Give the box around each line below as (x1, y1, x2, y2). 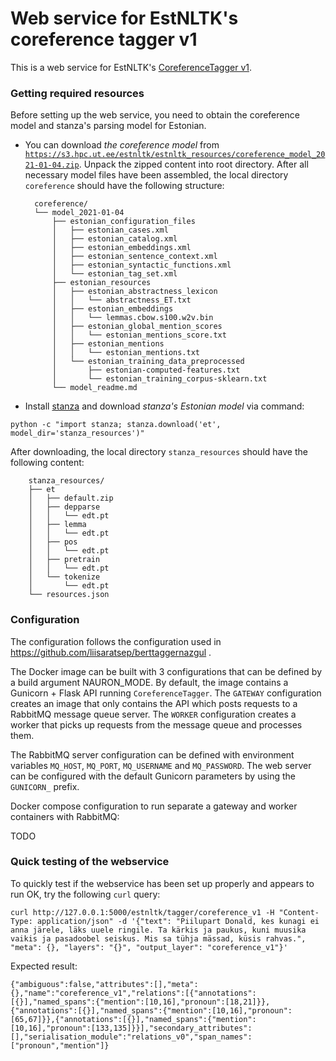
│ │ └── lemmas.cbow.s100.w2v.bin (51, 313, 214, 323)
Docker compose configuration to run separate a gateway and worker (10, 800, 298, 812)
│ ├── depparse (28, 502, 101, 512)
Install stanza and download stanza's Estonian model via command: (24, 400, 305, 412)
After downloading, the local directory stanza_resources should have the (10, 446, 308, 458)
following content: (10, 457, 85, 469)
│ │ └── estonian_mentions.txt (51, 348, 200, 358)
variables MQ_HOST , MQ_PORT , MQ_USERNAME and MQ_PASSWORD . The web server (10, 759, 312, 771)
